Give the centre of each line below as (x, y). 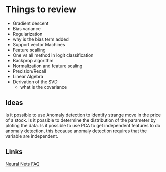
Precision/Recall (29, 71)
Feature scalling (29, 50)
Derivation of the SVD (35, 82)
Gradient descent (30, 23)
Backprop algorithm (33, 60)
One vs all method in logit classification (53, 55)
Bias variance (27, 28)
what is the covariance (43, 87)
